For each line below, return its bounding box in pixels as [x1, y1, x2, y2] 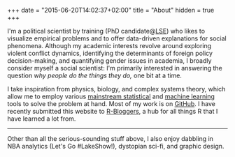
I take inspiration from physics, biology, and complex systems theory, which [7, 85, 226, 93]
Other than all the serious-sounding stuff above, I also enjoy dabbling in [7, 135, 213, 142]
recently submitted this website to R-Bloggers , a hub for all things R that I [7, 107, 218, 115]
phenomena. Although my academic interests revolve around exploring [7, 42, 212, 50]
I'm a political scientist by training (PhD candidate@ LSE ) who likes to [7, 27, 205, 35]
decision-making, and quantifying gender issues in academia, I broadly [7, 57, 212, 65]
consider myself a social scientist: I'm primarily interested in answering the [7, 64, 222, 72]
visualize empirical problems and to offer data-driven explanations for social [7, 34, 227, 43]
